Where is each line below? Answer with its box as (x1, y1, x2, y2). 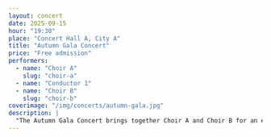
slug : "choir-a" (23, 72, 78, 80)
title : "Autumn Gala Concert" (8, 42, 110, 50)
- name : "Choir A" (15, 64, 78, 73)
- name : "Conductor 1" (15, 79, 92, 87)
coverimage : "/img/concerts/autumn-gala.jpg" (8, 102, 164, 110)
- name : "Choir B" (15, 86, 78, 95)
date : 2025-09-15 (8, 19, 67, 27)
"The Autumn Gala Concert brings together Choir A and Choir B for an (15, 117, 258, 125)
